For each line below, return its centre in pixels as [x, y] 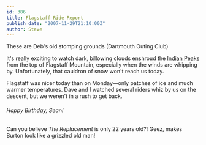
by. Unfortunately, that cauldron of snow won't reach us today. [85, 72]
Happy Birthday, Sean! [35, 110]
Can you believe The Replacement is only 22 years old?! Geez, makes [94, 129]
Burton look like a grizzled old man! [51, 136]
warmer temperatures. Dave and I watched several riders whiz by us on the [101, 90]
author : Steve [25, 29]
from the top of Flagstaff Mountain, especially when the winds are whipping [102, 65]
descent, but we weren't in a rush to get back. [64, 96]
